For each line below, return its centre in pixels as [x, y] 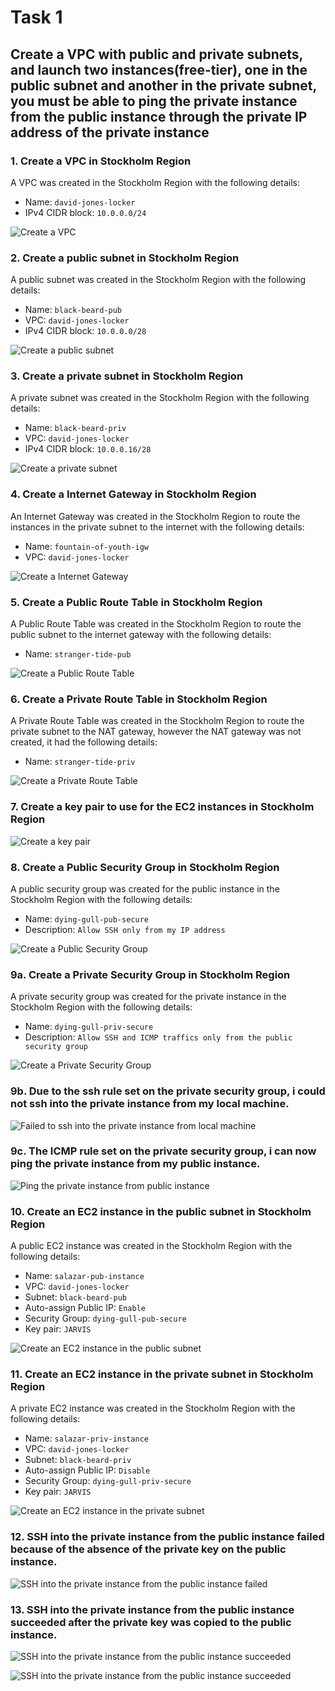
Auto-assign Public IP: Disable [87, 1470]
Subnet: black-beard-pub [76, 1297]
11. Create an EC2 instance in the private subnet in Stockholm [162, 1374]
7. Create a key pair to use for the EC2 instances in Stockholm [162, 807]
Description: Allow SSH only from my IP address [125, 929]
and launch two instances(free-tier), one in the [159, 69]
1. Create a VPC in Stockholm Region [101, 161]
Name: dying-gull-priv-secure [89, 1027]
